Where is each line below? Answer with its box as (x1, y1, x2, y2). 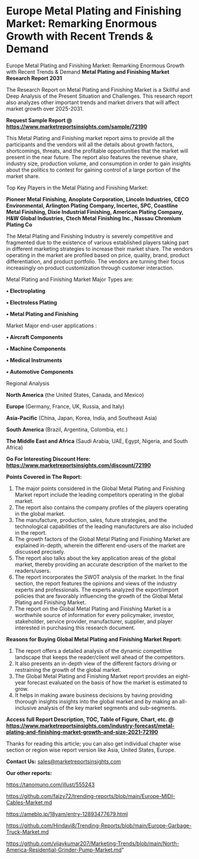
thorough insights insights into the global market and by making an (14, 697, 178, 705)
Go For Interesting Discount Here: (6, 455, 91, 463)
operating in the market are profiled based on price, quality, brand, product (6, 252, 190, 259)
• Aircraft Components (6, 333, 64, 340)
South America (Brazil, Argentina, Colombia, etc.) (6, 426, 128, 433)
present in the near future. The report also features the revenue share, (6, 153, 178, 160)
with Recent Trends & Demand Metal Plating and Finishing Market (6, 68, 170, 75)
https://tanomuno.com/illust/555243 (6, 781, 95, 788)
